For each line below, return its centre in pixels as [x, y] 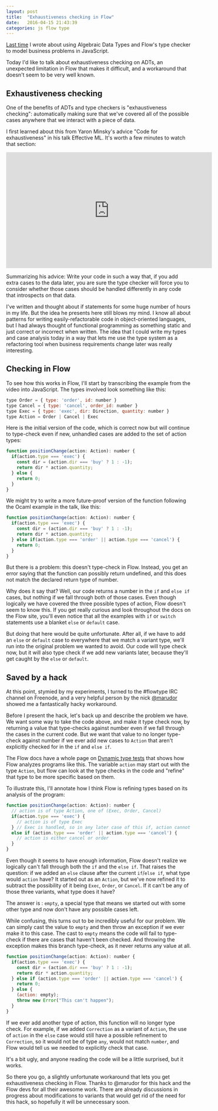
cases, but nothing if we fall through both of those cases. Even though [91, 598]
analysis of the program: [36, 795]
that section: [21, 144]
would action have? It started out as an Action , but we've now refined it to [96, 879]
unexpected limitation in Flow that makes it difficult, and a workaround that [96, 69]
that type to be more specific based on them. [61, 777]
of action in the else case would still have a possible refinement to [87, 1035]
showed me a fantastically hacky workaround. [62, 704]
